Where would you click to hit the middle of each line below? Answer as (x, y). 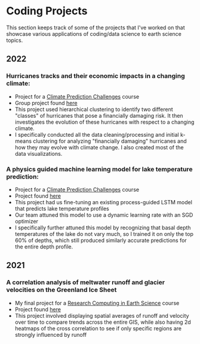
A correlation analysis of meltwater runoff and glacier (86, 282)
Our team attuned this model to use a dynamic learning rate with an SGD (104, 215)
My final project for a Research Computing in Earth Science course (97, 303)
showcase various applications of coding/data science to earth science (94, 33)
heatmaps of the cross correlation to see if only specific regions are (98, 328)
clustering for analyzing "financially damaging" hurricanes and (110, 141)
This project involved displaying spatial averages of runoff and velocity (102, 315)
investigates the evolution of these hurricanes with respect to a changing (104, 122)
